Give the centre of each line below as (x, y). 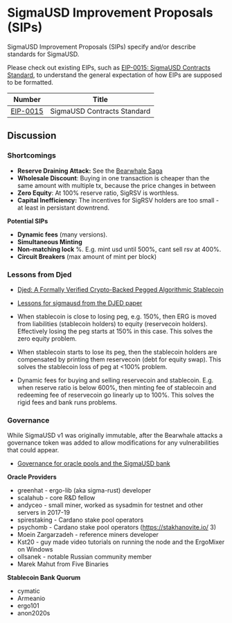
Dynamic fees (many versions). (62, 234)
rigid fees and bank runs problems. (67, 402)
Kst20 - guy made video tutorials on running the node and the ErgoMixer (121, 542)
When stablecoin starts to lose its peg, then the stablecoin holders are (117, 352)
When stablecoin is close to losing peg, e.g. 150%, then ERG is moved (117, 316)
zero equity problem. (47, 339)
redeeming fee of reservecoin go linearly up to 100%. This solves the (116, 395)
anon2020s (34, 613)
